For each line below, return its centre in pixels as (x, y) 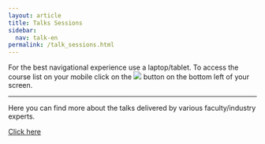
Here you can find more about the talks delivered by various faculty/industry (132, 108)
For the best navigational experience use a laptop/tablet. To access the (123, 67)
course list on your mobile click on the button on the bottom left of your (129, 77)
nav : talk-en (37, 38)
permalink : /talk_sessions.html (61, 45)
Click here (25, 132)
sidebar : (22, 30)
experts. (22, 116)
